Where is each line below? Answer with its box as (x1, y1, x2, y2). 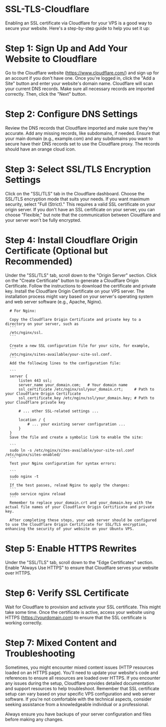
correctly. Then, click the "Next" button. (5, 91, 87, 97)
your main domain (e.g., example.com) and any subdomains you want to (5, 136, 153, 142)
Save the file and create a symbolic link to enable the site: (9, 435, 143, 439)
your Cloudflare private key (5, 400, 66, 405)
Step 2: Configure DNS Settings (5, 109, 138, 120)
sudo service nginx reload (9, 491, 66, 496)
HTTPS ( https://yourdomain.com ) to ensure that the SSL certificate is (5, 614, 147, 620)
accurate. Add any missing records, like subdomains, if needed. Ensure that (5, 130, 160, 136)
